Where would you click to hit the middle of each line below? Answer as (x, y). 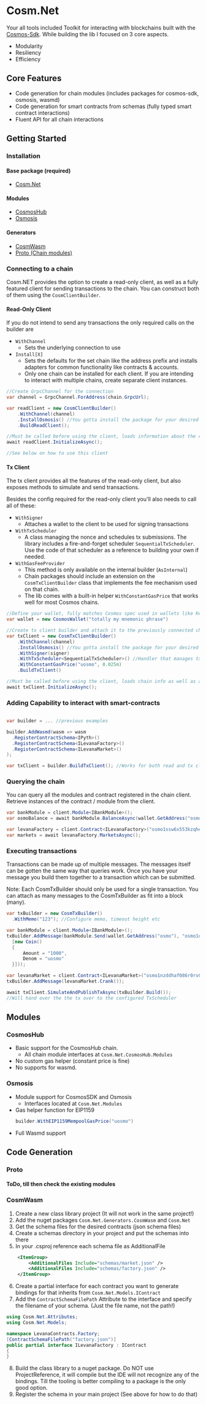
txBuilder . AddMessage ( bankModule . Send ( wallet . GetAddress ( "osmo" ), (93, 936)
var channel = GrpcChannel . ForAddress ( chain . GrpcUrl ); (78, 397)
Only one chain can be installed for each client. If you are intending (109, 374)
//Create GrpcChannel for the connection (60, 391)
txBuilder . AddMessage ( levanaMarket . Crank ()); (65, 982)
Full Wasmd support (40, 1133)
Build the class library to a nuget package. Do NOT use (85, 1368)
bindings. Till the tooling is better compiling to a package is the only (101, 1381)
